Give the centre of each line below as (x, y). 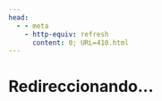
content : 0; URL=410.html (80, 42)
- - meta (33, 26)
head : (18, 17)
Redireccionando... (81, 87)
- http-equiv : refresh (67, 34)
